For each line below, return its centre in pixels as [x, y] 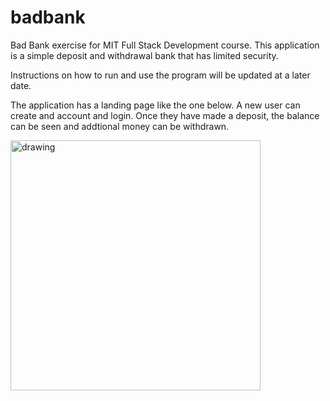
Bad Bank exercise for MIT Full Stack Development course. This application [165, 45]
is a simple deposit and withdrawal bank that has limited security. [144, 55]
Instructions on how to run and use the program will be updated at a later [160, 75]
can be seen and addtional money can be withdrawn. [120, 126]
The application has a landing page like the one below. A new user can [155, 105]
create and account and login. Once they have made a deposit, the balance [165, 115]
